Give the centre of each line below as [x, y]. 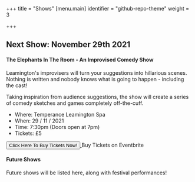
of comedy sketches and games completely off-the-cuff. [75, 103]
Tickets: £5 [28, 133]
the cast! [17, 85]
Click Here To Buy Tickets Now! [43, 145]
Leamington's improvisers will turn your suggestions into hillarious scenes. [97, 72]
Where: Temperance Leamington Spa [60, 114]
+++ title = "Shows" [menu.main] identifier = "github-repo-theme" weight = [98, 9]
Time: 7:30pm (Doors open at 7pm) [57, 127]
